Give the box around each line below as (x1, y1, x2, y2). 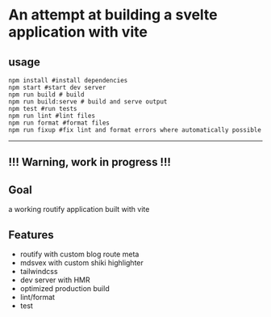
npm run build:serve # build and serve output (8, 98, 168, 106)
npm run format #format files (8, 119, 110, 127)
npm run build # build (8, 91, 85, 99)
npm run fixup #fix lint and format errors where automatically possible (8, 126, 262, 134)
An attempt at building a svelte (8, 6, 218, 24)
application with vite (8, 23, 148, 41)
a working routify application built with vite (8, 205, 150, 214)
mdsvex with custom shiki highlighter (19, 258, 144, 268)
